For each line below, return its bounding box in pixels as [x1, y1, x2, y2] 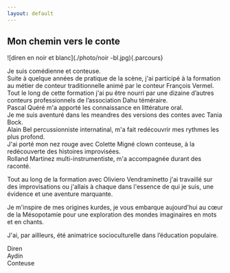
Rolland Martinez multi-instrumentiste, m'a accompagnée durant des [7, 155, 202, 163]
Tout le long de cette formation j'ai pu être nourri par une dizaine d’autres [7, 89, 214, 97]
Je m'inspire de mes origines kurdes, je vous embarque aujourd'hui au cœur [7, 204, 223, 212]
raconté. [7, 162, 31, 171]
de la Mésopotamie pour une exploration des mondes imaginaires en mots [7, 210, 217, 219]
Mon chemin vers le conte [7, 36, 120, 47]
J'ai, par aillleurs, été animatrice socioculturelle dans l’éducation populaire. [7, 231, 218, 239]
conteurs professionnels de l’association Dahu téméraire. [7, 96, 168, 105]
